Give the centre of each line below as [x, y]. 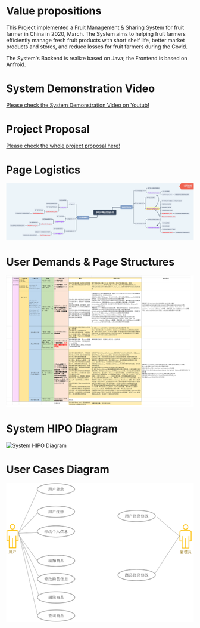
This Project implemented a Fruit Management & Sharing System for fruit [95, 27]
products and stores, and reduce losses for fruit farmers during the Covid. [97, 47]
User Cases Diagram [58, 470]
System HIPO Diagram [62, 429]
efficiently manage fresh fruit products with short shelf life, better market [96, 40]
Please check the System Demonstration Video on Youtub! [78, 105]
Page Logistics [43, 170]
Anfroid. [16, 64]
